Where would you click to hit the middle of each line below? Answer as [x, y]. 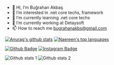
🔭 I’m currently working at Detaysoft [48, 23]
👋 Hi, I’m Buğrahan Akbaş [37, 7]
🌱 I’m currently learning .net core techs [51, 18]
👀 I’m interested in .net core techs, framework [57, 13]
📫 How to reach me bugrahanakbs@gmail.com [59, 28]
